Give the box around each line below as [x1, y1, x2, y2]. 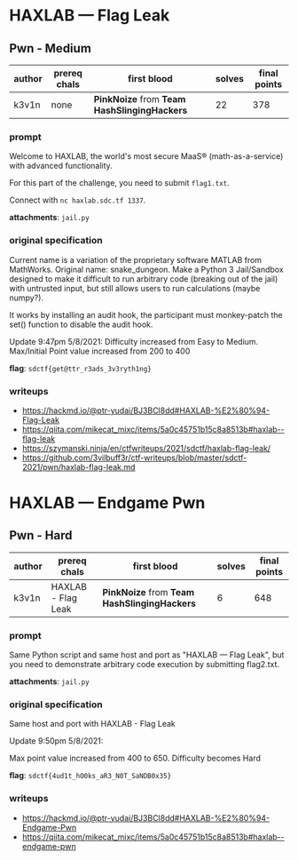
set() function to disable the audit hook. [9, 319, 153, 330]
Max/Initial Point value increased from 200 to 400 [9, 346, 191, 356]
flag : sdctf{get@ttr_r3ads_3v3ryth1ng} [9, 362, 153, 373]
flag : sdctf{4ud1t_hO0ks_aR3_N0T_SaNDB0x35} [9, 770, 172, 781]
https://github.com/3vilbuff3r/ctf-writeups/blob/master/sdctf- [21, 452, 247, 463]
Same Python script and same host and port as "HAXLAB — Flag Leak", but [9, 649, 285, 660]
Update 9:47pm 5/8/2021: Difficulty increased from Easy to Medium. [9, 336, 259, 346]
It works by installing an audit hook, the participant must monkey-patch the [9, 309, 284, 320]
